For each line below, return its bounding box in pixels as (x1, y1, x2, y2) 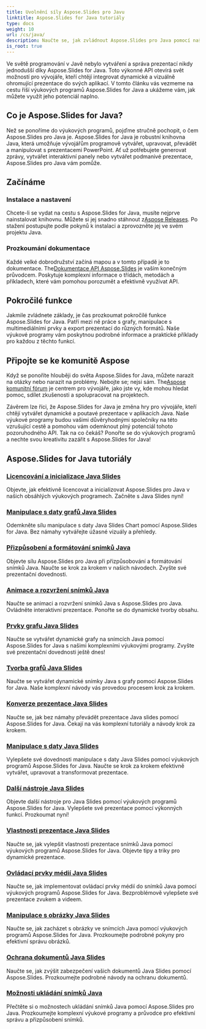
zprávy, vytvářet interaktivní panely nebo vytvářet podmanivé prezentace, (6, 153, 193, 160)
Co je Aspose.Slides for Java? (6, 110, 123, 121)
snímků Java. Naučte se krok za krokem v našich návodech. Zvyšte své (6, 564, 187, 571)
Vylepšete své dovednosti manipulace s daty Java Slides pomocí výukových (6, 755, 199, 763)
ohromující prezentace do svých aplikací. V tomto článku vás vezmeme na (6, 79, 194, 86)
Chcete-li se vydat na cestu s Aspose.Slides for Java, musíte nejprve (6, 209, 180, 216)
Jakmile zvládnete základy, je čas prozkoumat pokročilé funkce (6, 312, 167, 319)
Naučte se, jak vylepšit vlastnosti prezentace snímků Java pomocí (6, 840, 173, 847)
